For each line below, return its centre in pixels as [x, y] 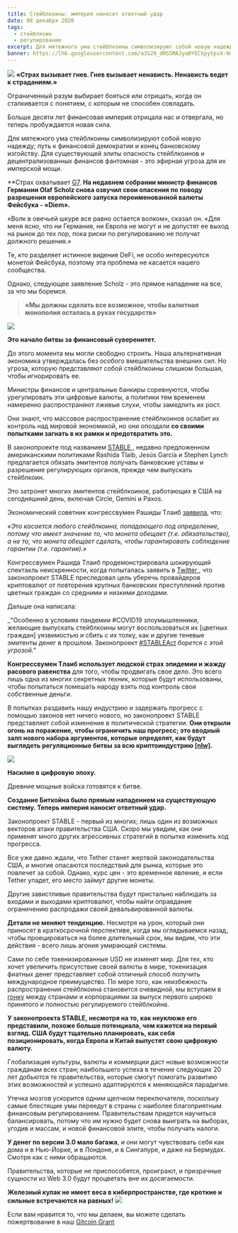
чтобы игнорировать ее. [44, 376]
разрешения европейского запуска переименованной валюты [105, 197]
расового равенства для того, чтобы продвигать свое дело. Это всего [114, 671]
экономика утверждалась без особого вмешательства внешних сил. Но [117, 361]
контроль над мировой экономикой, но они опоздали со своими [106, 425]
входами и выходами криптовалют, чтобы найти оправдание [100, 901]
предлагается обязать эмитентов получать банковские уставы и [106, 462]
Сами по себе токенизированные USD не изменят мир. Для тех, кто [110, 959]
